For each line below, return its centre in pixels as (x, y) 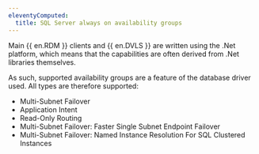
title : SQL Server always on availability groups (99, 23)
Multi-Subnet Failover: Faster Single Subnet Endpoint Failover (120, 126)
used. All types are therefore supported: (73, 86)
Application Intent (48, 109)
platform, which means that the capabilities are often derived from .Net (124, 54)
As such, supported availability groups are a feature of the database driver (129, 77)
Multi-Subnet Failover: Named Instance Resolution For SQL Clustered (132, 134)
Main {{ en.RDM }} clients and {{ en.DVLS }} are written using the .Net (122, 45)
